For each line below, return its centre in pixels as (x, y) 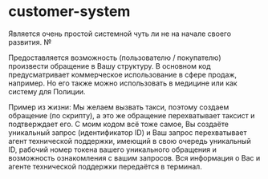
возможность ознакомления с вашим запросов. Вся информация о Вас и (134, 157)
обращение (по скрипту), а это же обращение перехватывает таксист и (132, 115)
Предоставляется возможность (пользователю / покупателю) (115, 58)
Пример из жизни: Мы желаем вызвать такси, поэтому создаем (119, 107)
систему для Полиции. (47, 91)
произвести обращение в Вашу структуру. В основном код (110, 66)
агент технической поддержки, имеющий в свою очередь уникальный (130, 141)
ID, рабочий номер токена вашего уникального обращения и (112, 149)
